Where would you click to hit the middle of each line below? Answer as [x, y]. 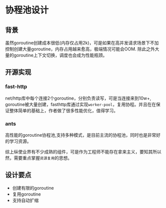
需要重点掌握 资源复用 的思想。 [43, 158]
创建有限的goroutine [33, 188]
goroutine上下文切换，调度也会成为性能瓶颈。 [60, 55]
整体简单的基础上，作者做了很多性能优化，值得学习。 [63, 110]
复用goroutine [27, 194]
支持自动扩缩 [25, 200]
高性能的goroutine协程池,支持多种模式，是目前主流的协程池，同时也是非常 [81, 135]
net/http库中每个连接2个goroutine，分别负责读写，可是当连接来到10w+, [78, 98]
